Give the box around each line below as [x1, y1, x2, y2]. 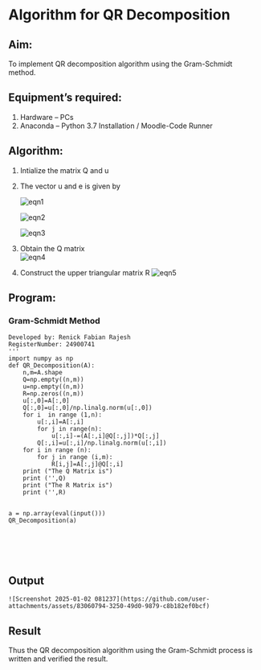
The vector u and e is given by [19, 181, 120, 191]
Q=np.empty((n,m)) [22, 376, 84, 384]
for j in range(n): [37, 425, 103, 433]
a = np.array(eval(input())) [8, 510, 106, 518]
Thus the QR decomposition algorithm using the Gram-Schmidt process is [8, 645, 253, 655]
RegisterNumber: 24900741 [8, 341, 95, 349]
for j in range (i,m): [37, 453, 113, 461]
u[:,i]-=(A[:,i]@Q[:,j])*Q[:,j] [51, 432, 160, 440]
